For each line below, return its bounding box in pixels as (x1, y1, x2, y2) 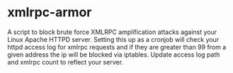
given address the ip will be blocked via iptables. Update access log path (7, 50, 220, 59)
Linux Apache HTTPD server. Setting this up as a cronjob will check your (7, 35, 220, 43)
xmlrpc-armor (7, 4, 92, 21)
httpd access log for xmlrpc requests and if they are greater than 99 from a (7, 43, 227, 51)
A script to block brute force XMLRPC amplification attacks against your (7, 28, 217, 36)
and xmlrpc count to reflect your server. (7, 57, 124, 66)
